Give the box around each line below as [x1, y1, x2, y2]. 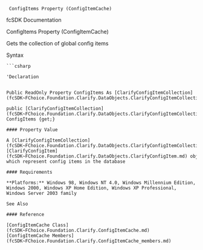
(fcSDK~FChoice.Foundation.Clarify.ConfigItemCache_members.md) [6, 238, 172, 244]
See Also [6, 201, 28, 207]
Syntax [6, 51, 24, 59]
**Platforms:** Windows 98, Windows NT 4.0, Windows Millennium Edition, [6, 180, 196, 186]
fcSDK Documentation [6, 16, 62, 24]
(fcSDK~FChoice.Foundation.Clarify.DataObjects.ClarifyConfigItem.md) [6, 153, 188, 159]
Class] [52, 222, 69, 228]
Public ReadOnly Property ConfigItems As [6, 90, 112, 96]
